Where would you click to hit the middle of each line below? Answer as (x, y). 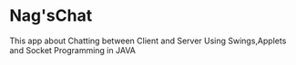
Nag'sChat (51, 16)
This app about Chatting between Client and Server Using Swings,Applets (148, 41)
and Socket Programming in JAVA (73, 50)
